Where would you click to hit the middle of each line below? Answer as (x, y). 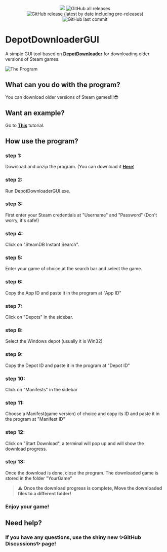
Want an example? (35, 113)
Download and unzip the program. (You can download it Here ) (70, 167)
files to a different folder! (45, 493)
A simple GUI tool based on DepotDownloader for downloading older (77, 54)
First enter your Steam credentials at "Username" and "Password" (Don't (81, 215)
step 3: (14, 204)
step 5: (14, 257)
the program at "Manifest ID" (35, 419)
